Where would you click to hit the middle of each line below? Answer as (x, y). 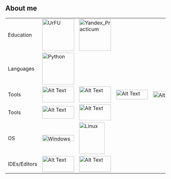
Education (20, 35)
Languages (21, 68)
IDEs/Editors (23, 164)
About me (21, 8)
